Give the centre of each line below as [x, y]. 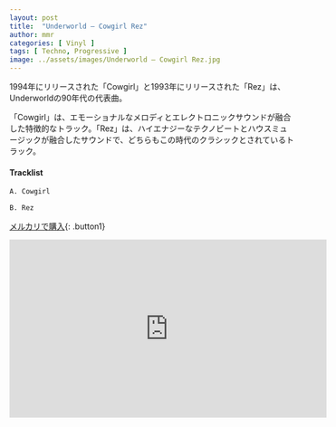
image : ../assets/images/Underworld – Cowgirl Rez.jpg [115, 60]
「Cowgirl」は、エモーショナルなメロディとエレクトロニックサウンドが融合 [150, 117]
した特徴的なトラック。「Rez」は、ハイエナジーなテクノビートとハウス [141, 128]
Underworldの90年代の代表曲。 [68, 98]
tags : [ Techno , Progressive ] [68, 52]
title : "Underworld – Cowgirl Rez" [78, 26]
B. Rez [22, 208]
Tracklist [26, 172]
